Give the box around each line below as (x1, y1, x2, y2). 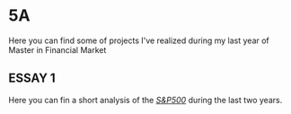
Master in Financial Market (8, 44, 107, 55)
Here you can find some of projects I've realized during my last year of (8, 35, 270, 46)
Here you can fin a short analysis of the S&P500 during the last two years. (8, 94, 283, 105)
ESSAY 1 (8, 71, 56, 86)
